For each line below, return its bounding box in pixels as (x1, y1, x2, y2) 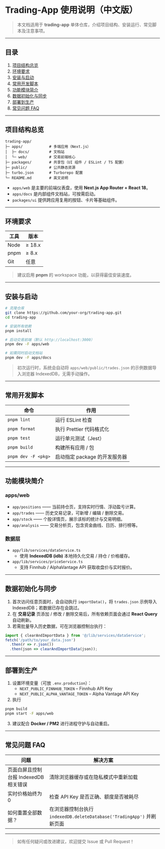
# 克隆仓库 (5, 306, 25, 311)
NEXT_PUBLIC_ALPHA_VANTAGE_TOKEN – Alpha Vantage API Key (19, 691, 139, 697)
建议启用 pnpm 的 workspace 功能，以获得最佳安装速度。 (17, 272, 134, 278)
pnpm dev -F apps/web (5, 342, 50, 347)
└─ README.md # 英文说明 (5, 175, 69, 180)
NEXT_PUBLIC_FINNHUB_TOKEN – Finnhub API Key (19, 685, 113, 691)
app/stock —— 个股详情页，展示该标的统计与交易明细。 (12, 516, 125, 522)
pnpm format (7, 426, 36, 431)
